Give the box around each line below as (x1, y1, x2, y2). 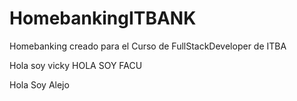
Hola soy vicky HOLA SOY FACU (9, 59, 143, 71)
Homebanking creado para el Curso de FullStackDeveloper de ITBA (9, 40, 287, 52)
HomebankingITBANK (9, 7, 197, 30)
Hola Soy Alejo (9, 78, 70, 91)
